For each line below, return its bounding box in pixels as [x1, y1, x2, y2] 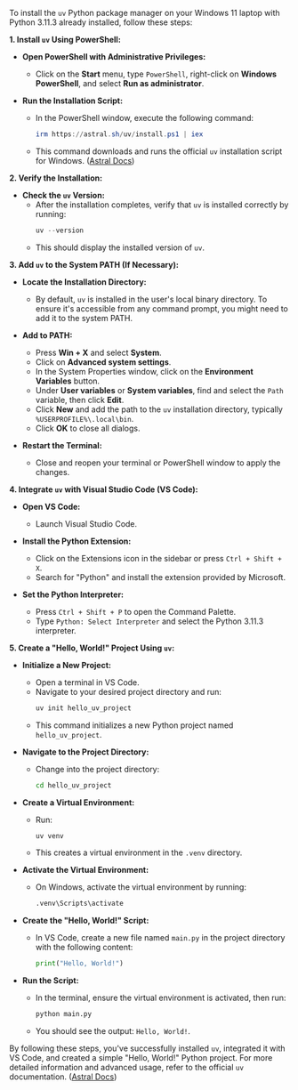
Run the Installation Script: [21, 95, 123, 106]
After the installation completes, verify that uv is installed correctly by [35, 199, 289, 210]
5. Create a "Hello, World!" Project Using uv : [9, 642, 175, 653]
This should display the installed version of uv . [35, 242, 205, 253]
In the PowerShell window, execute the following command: [35, 113, 254, 123]
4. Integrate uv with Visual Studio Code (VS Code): [9, 484, 198, 495]
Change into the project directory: [35, 763, 160, 774]
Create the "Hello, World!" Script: [21, 916, 149, 926]
